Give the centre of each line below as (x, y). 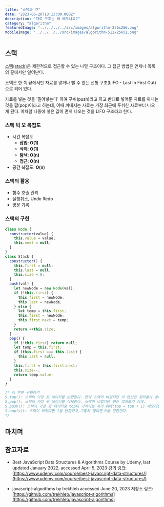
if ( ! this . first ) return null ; (46, 343)
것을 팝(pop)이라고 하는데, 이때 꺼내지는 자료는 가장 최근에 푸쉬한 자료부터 (76, 105)
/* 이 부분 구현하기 (22, 393)
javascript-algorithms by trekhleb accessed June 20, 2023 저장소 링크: (83, 488)
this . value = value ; (35, 238)
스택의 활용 (17, 181)
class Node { (18, 229)
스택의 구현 (17, 219)
